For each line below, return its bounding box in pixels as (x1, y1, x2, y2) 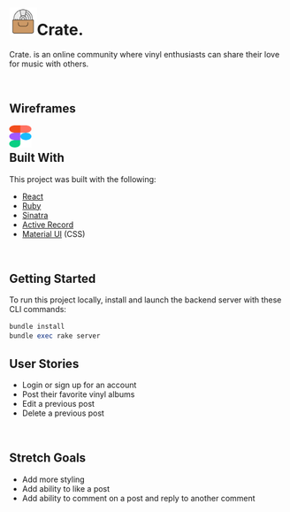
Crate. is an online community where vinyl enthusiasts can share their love (9, 49, 280, 59)
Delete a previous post (21, 408, 104, 418)
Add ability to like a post (21, 483, 111, 493)
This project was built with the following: (9, 173, 156, 184)
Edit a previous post (21, 398, 95, 409)
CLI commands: (9, 304, 66, 315)
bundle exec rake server (9, 332, 101, 340)
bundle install (9, 322, 65, 332)
